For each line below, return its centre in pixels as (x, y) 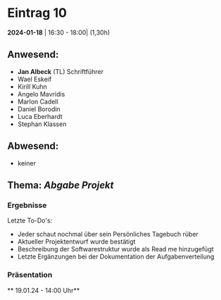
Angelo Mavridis (41, 94)
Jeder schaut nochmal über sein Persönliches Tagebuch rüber (108, 235)
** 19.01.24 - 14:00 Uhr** (44, 290)
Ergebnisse (27, 205)
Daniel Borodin (39, 109)
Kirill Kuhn (32, 87)
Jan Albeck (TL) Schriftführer (61, 71)
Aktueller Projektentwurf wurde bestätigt (76, 242)
